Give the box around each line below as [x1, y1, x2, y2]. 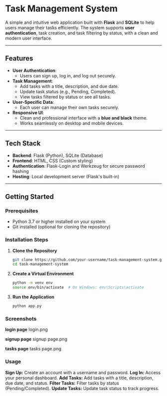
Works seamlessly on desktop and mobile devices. [19, 120, 124, 126]
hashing [12, 168, 29, 174]
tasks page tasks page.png [5, 346, 62, 352]
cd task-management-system [12, 262, 69, 267]
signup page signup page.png [5, 336, 68, 342]
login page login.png [5, 327, 48, 332]
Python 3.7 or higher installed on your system [12, 219, 106, 225]
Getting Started [5, 192, 54, 201]
